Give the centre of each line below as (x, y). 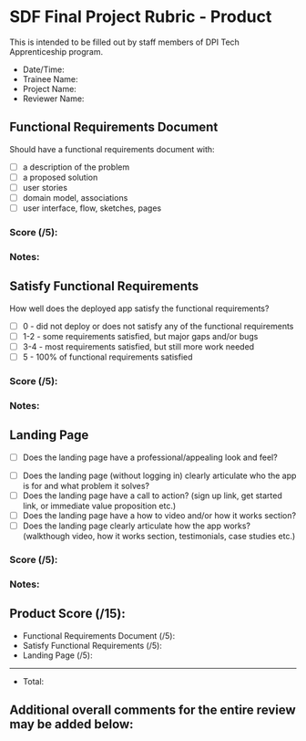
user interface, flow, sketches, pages (92, 208)
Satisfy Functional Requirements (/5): (92, 645)
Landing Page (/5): (57, 655)
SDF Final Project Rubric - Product (141, 17)
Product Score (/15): (67, 614)
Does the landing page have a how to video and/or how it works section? (159, 515)
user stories (45, 187)
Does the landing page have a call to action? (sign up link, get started (152, 496)
